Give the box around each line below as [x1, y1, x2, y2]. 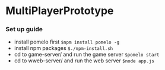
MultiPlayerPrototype [5, 4, 114, 18]
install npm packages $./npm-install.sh [14, 45, 113, 52]
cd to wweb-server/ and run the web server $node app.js [14, 57, 155, 64]
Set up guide [5, 25, 43, 34]
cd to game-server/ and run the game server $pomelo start [14, 51, 160, 58]
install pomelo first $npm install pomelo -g [14, 38, 120, 45]
